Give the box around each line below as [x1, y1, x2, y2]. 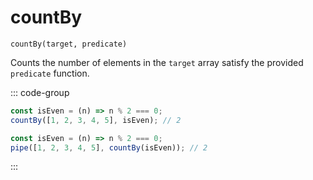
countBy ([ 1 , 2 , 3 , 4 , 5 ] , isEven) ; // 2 [10, 115, 182, 125]
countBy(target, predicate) [10, 39, 128, 49]
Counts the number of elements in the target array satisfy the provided [10, 56, 304, 68]
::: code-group [10, 86, 70, 98]
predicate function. [10, 67, 90, 79]
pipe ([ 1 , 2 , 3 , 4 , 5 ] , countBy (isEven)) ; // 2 [10, 142, 208, 153]
